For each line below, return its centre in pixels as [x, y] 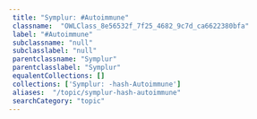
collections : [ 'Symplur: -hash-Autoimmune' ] [96, 84]
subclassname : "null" [52, 42]
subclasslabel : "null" [55, 51]
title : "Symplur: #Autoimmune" [70, 17]
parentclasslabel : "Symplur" [67, 68]
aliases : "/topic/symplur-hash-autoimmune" [96, 92]
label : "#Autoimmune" [52, 34]
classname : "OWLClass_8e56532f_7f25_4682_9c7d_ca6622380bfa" [131, 26]
